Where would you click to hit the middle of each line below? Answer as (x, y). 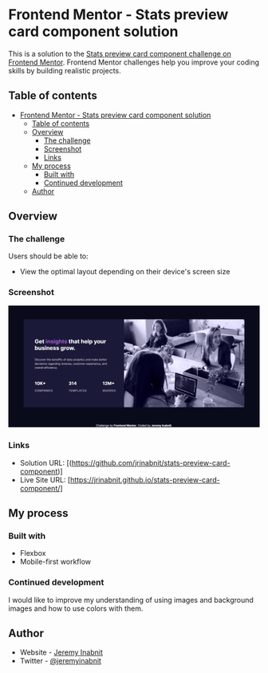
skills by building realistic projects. (65, 70)
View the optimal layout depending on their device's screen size (125, 272)
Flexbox (33, 553)
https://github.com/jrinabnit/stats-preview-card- (151, 462)
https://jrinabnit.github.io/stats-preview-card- (146, 479)
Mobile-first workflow (55, 562)
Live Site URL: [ (45, 479)
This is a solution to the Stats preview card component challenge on (120, 53)
